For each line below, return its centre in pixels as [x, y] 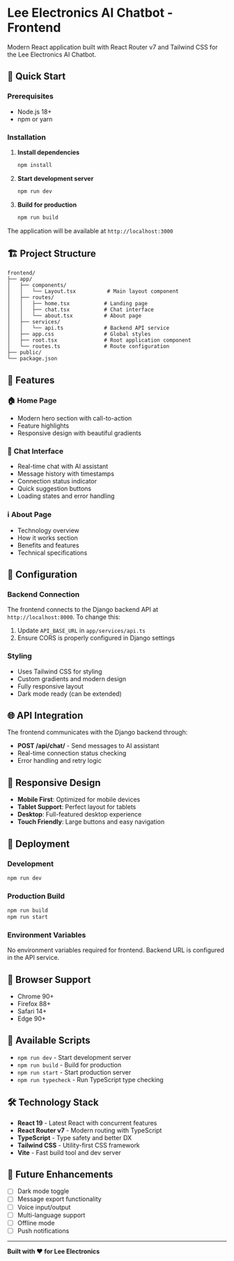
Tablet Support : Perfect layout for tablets [77, 807]
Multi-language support [51, 1215]
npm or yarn [35, 119]
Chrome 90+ [36, 996]
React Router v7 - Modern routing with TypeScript [89, 1130]
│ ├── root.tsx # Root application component [99, 340]
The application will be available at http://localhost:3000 [90, 231]
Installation [27, 137]
